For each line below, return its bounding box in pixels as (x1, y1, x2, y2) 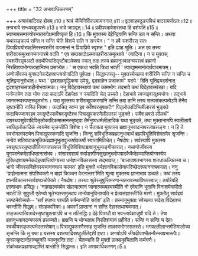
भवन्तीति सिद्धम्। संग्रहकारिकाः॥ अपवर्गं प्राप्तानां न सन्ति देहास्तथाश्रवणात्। (6, 204, 142, 210)
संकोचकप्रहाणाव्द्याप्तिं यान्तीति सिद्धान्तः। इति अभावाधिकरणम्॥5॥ (6, 243, 126, 250)
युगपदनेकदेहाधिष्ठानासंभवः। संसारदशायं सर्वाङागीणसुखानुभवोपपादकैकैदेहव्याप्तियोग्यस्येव (6, 150, 167, 157)
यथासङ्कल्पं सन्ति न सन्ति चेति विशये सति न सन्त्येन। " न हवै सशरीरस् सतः (6, 37, 147, 44)
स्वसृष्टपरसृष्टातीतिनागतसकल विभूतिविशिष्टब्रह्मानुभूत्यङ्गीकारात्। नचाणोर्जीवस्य (6, 143, 152, 150)
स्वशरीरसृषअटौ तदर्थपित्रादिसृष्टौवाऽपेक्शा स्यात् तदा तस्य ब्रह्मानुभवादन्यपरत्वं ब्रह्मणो (6, 57, 157, 64)
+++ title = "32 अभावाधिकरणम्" (6, 6, 74, 12)
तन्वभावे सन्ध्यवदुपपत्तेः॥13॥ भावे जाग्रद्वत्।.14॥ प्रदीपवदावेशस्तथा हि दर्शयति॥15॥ (6, 24, 158, 31)
